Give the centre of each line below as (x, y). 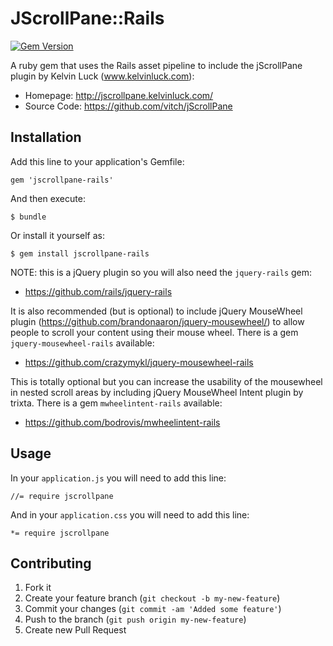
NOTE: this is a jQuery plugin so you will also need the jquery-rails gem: (161, 272)
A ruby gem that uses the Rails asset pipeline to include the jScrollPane (156, 65)
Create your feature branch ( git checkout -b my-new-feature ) (152, 598)
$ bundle (28, 217)
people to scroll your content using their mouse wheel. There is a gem (154, 332)
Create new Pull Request (75, 630)
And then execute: (48, 198)
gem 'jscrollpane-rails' (62, 180)
